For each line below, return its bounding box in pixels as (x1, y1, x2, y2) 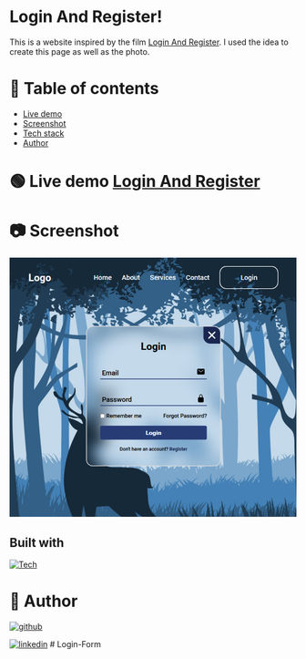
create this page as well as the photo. (9, 46, 150, 57)
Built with (9, 535, 65, 551)
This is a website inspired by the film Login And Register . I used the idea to (9, 36, 289, 47)
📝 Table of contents (9, 78, 159, 99)
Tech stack (22, 128, 65, 139)
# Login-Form (49, 639, 102, 650)
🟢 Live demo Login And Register (9, 171, 261, 192)
